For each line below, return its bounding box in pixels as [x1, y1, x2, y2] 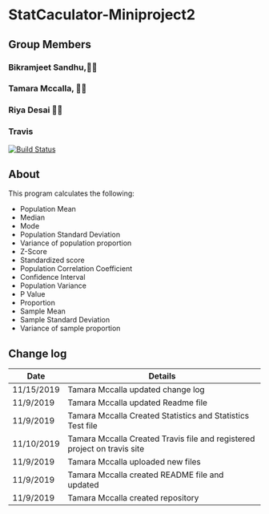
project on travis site [67, 443, 145, 455]
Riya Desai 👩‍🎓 [8, 104, 63, 115]
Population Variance [19, 281, 86, 290]
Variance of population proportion [19, 238, 132, 248]
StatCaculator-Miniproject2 [8, 6, 196, 24]
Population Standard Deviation [19, 230, 121, 240]
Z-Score [19, 247, 48, 257]
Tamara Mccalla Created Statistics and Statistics [67, 411, 250, 422]
